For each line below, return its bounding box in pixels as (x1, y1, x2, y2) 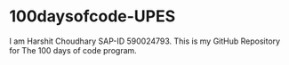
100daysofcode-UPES (9, 6, 176, 27)
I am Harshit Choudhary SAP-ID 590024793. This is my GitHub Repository (9, 36, 281, 46)
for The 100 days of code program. (9, 45, 138, 55)
